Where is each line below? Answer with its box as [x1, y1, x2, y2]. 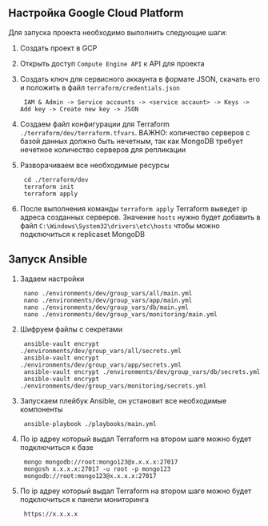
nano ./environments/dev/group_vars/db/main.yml [23, 303, 190, 311]
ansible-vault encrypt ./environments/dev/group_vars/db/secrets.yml [23, 367, 261, 375]
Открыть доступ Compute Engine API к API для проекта [19, 58, 206, 68]
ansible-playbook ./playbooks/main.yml [23, 420, 157, 428]
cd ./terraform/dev [23, 175, 89, 183]
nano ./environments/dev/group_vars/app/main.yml [23, 296, 193, 304]
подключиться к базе [19, 442, 94, 452]
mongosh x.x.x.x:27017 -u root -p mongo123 [23, 464, 171, 473]
